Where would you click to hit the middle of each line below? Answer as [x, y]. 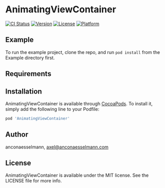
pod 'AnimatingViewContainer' [38, 118]
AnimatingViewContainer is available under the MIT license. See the [77, 175]
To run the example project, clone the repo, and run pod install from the [83, 52]
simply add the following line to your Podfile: [52, 109]
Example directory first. [30, 58]
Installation [24, 91]
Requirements [28, 74]
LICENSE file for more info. [34, 181]
